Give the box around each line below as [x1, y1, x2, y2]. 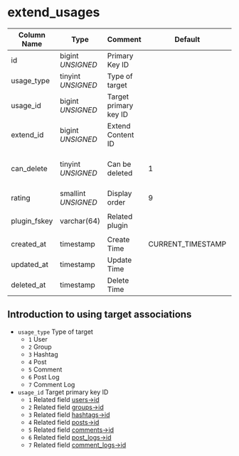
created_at [11, 239, 47, 249]
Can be [107, 159, 132, 169]
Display [107, 188, 132, 198]
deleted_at [11, 280, 46, 290]
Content [107, 129, 134, 139]
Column [18, 30, 46, 40]
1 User [28, 335, 48, 343]
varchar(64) [60, 216, 101, 226]
